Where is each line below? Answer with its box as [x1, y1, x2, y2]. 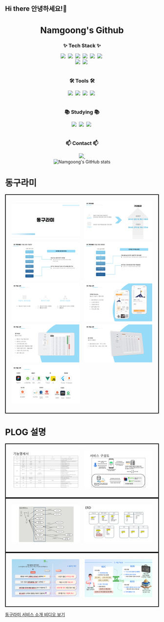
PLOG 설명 [5, 427, 46, 437]
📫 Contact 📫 [65, 140, 99, 147]
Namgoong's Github [40, 24, 124, 36]
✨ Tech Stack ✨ [63, 42, 101, 49]
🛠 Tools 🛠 [69, 77, 95, 84]
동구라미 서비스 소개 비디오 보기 [5, 612, 65, 618]
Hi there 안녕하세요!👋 [5, 4, 67, 13]
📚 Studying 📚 [64, 109, 100, 116]
